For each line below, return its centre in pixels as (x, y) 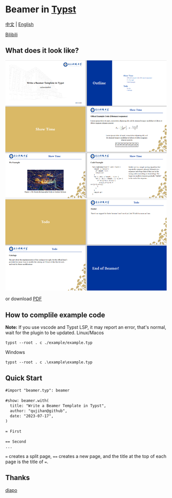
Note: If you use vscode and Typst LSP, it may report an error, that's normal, (86, 327)
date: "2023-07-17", (32, 416)
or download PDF (24, 299)
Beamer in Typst (41, 9)
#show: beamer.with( (27, 401)
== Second (16, 442)
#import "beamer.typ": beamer (38, 390)
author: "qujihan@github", (39, 411)
